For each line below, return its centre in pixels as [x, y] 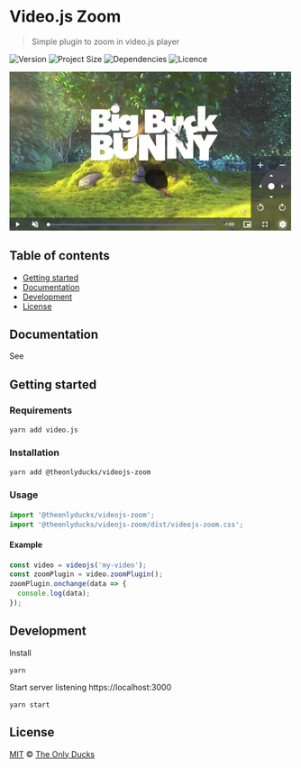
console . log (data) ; [54, 594]
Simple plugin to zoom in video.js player [105, 41]
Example [26, 544]
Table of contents [59, 256]
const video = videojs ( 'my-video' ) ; [78, 565]
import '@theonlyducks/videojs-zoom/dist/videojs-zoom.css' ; [127, 525]
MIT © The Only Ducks [52, 754]
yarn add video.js [44, 430]
